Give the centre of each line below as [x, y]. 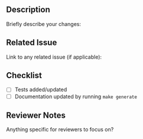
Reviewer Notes [36, 115]
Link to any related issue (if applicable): [54, 57]
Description [28, 10]
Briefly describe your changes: [44, 24]
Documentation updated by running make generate [76, 96]
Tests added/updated [41, 90]
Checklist [24, 75]
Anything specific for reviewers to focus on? [60, 130]
